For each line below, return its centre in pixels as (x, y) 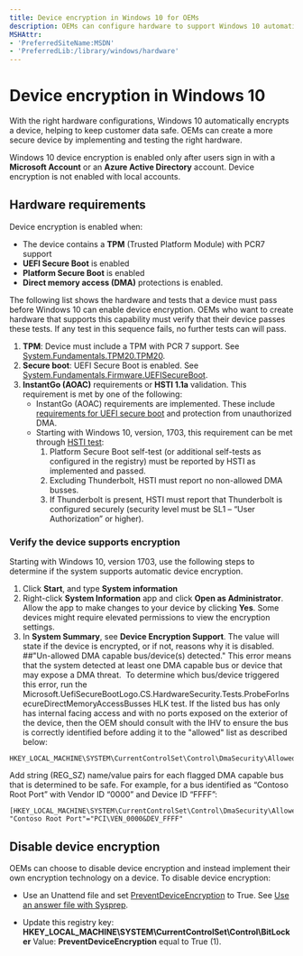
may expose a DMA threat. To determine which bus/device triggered (151, 675)
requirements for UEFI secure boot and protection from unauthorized (164, 413)
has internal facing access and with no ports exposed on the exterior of (155, 713)
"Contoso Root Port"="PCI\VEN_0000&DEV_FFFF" (96, 819)
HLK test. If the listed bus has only (216, 703)
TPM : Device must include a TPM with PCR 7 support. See (131, 346)
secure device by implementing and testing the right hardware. (126, 140)
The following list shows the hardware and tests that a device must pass (143, 299)
